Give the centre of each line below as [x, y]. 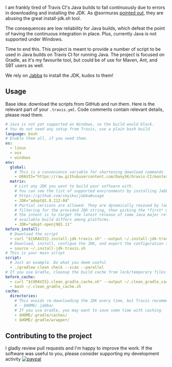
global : [18, 167]
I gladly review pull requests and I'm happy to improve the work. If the [79, 348]
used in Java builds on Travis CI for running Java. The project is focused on [85, 54]
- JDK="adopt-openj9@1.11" [43, 225]
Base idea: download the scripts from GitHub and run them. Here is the [80, 104]
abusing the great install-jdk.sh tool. [43, 18]
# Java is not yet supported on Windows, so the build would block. [80, 124]
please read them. [24, 114]
